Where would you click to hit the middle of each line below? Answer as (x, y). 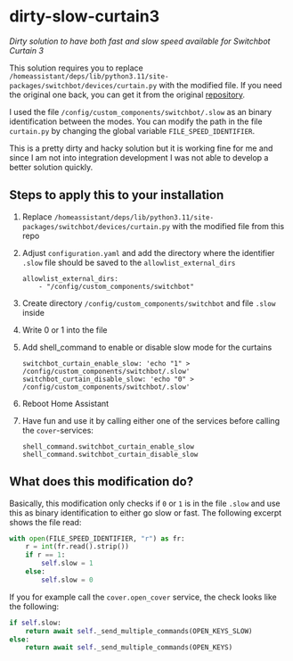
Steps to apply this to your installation (117, 195)
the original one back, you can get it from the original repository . (127, 95)
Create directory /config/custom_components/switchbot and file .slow (149, 303)
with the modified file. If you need (220, 85)
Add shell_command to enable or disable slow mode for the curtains (147, 347)
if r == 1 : (45, 555)
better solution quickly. (51, 167)
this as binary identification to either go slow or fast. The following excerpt (146, 512)
